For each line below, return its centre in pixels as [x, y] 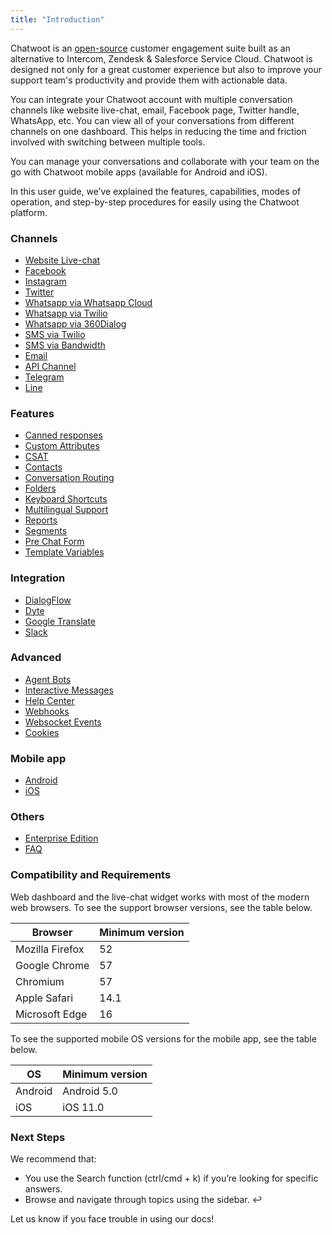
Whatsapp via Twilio [66, 313]
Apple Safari [44, 998]
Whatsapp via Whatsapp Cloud [88, 302]
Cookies [42, 732]
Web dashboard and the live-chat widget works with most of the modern [160, 897]
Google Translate [60, 621]
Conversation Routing [69, 478]
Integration [38, 578]
